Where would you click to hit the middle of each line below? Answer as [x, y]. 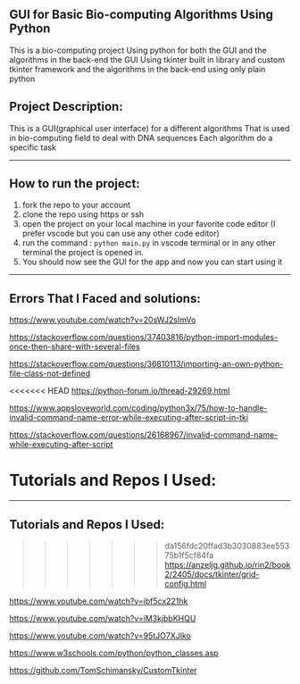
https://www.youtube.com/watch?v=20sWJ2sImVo [103, 320]
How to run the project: [75, 184]
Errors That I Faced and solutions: [105, 298]
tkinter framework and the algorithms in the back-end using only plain [137, 69]
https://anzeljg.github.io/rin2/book [228, 565]
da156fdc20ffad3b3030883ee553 [227, 546]
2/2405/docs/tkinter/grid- [212, 574]
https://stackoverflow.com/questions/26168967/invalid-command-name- [144, 435]
